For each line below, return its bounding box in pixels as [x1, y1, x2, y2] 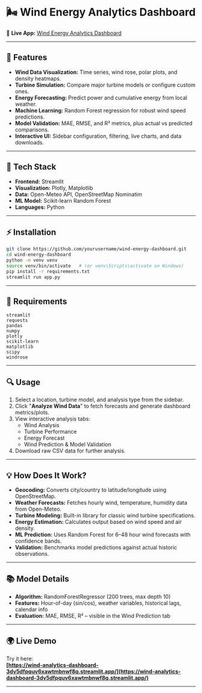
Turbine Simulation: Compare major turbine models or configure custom [14, 81, 196, 88]
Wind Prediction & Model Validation [23, 441, 111, 448]
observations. [14, 550, 49, 558]
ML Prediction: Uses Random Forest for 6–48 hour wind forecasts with [14, 531, 191, 538]
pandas [6, 323, 23, 329]
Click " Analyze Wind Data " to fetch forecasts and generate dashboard [14, 402, 191, 410]
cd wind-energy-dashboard [6, 251, 71, 258]
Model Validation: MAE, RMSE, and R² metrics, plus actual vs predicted [14, 119, 193, 127]
